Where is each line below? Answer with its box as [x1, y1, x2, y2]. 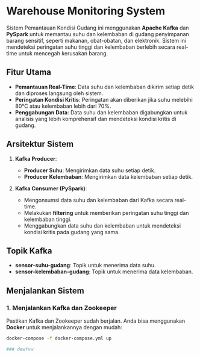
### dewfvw [6, 346, 34, 352]
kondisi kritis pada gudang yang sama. [23, 228, 120, 235]
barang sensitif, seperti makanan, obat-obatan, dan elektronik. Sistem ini [6, 37, 187, 44]
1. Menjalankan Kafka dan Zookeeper [6, 303, 117, 312]
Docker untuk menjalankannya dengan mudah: [6, 324, 122, 331]
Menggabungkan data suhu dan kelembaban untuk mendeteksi [23, 222, 181, 229]
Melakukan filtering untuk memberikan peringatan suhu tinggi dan [23, 209, 189, 216]
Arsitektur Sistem [6, 139, 74, 149]
